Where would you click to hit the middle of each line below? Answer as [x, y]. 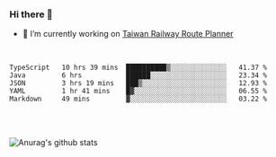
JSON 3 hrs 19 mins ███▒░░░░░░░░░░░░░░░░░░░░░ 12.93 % [138, 83]
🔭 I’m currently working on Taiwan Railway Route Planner [128, 34]
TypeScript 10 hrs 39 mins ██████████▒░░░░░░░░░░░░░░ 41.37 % [138, 68]
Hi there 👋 [31, 14]
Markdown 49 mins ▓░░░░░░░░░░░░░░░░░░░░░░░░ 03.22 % [138, 99]
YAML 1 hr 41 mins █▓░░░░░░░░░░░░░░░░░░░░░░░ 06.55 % [138, 92]
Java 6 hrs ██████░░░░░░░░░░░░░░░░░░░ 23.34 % [138, 75]
